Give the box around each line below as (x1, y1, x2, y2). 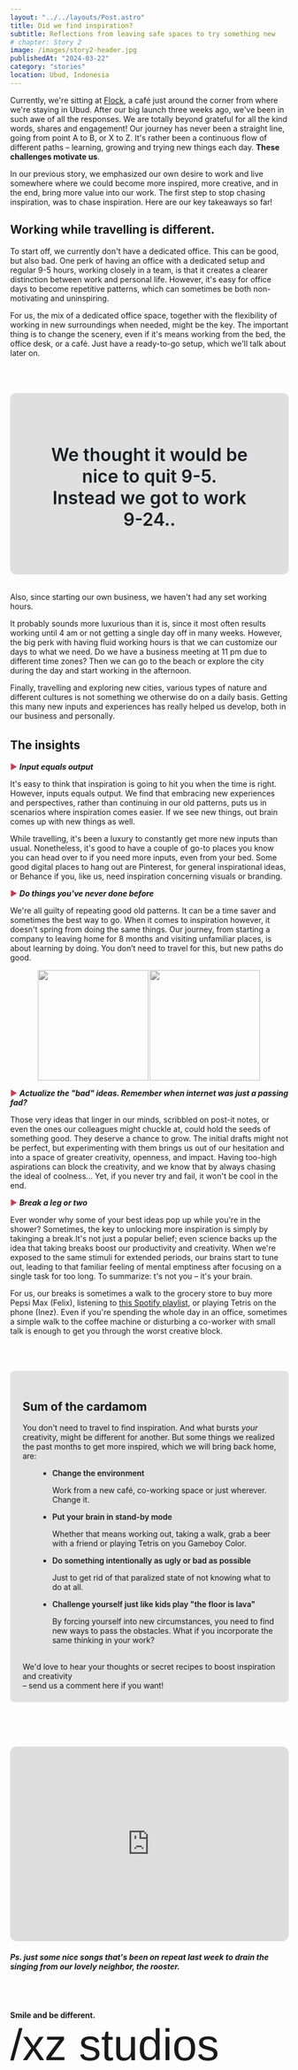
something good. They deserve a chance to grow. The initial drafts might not (10, 1133, 288, 1143)
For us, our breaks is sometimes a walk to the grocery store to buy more (10, 1288, 273, 1298)
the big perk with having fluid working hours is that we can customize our (10, 637, 278, 648)
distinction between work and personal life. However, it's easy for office (10, 273, 272, 284)
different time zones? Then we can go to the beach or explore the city (10, 656, 264, 666)
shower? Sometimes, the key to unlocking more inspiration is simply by (10, 1223, 269, 1235)
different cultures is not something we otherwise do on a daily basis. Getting (10, 692, 288, 703)
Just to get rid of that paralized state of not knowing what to (52, 1572, 271, 1582)
